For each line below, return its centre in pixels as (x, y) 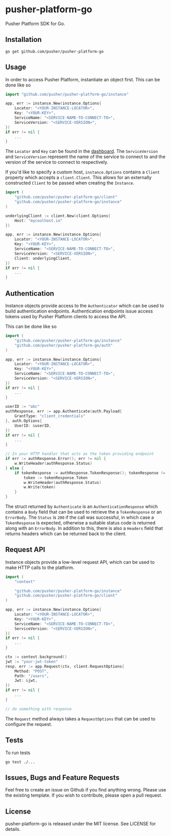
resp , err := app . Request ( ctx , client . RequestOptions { (65, 666)
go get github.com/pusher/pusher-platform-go (54, 51)
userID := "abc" (22, 407)
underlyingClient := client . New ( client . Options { (58, 216)
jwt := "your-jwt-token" (32, 662)
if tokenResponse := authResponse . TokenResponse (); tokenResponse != (90, 473)
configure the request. (29, 724)
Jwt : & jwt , (26, 681)
